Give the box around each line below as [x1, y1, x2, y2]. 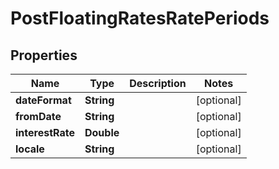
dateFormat [15, 93, 72, 107]
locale [15, 142, 45, 156]
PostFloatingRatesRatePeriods [10, 7, 270, 30]
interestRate [15, 126, 75, 139]
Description [129, 77, 187, 90]
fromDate [15, 110, 62, 123]
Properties [10, 47, 78, 64]
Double [84, 126, 120, 139]
